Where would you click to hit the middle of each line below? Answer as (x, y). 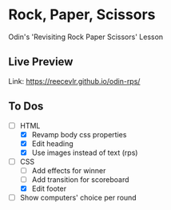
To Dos (26, 107)
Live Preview (41, 62)
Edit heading (52, 143)
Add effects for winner (69, 170)
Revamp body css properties (79, 134)
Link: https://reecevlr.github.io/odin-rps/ (74, 81)
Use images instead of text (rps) (85, 153)
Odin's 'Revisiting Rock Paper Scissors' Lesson (86, 37)
